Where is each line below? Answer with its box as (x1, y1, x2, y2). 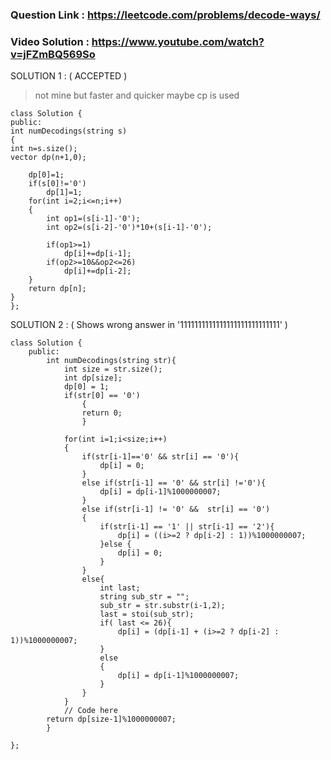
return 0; (81, 408, 123, 418)
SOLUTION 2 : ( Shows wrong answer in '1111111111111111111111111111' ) (10, 319, 288, 331)
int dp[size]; (63, 373, 123, 383)
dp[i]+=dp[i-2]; (63, 266, 132, 277)
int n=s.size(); (10, 144, 78, 154)
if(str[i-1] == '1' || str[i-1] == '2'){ (99, 522, 275, 532)
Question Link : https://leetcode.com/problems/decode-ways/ (10, 8, 321, 22)
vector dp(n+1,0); (10, 153, 87, 163)
